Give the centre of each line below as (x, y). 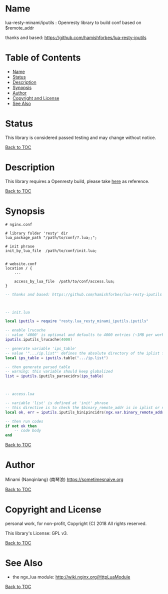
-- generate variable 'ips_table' (41, 348)
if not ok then (21, 426)
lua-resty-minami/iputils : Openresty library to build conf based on (73, 22)
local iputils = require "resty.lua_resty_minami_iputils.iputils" (77, 321)
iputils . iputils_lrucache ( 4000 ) (39, 340)
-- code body (28, 430)
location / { (19, 268)
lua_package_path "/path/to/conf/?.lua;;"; (51, 237)
